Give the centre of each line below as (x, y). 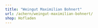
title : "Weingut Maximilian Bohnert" (44, 9)
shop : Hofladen (21, 18)
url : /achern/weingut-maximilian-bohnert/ (49, 14)
